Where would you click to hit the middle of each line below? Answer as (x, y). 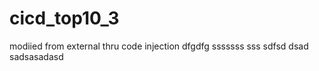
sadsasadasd (36, 56)
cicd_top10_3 (64, 18)
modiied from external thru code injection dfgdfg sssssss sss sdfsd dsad (159, 46)
